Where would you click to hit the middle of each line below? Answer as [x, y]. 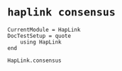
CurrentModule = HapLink [44, 30]
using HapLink [41, 42]
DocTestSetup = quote [39, 36]
